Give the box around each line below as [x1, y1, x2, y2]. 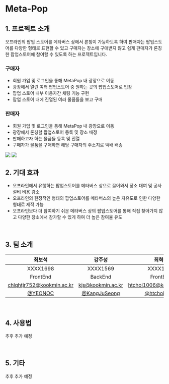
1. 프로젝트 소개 [5, 24, 50, 33]
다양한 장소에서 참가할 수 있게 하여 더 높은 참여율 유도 [18, 214, 123, 220]
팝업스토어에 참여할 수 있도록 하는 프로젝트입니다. [10, 51, 107, 57]
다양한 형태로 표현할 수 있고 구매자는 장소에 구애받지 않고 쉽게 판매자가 [14, 45, 153, 51]
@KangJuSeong [81, 290, 120, 297]
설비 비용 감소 [12, 189, 40, 195]
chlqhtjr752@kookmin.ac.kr [8, 282, 74, 289]
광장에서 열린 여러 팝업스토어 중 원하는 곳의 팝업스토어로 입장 [12, 84, 132, 90]
